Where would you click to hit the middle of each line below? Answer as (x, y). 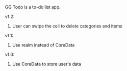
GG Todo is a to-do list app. (33, 7)
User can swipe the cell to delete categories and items (67, 26)
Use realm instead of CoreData (43, 45)
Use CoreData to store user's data (47, 64)
